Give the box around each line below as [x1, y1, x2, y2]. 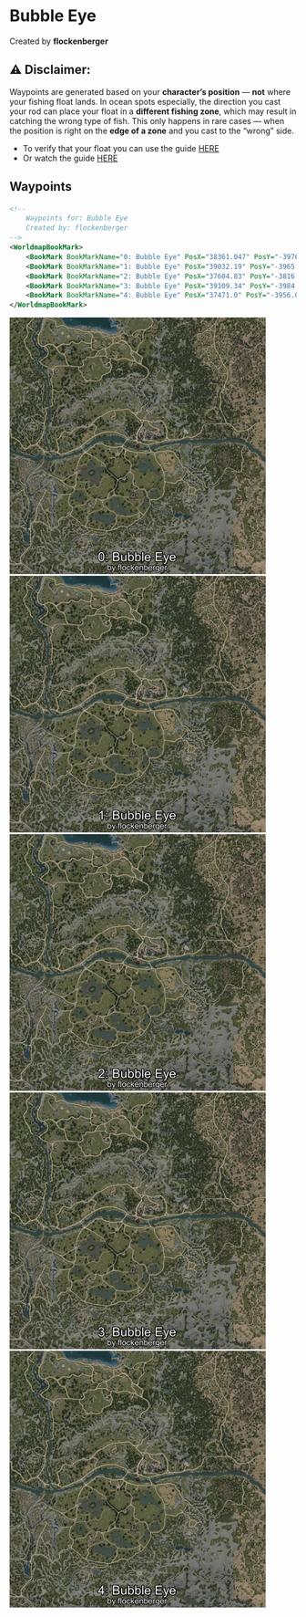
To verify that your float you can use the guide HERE [22, 142, 220, 153]
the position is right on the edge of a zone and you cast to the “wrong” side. [9, 125, 294, 136]
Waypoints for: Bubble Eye [25, 214, 128, 224]
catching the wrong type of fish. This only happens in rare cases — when [9, 115, 285, 126]
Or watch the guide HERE [22, 152, 118, 163]
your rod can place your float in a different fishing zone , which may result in [9, 106, 297, 117]
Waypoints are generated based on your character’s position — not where [9, 86, 291, 97]
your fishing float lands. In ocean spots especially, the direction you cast [9, 96, 281, 107]
